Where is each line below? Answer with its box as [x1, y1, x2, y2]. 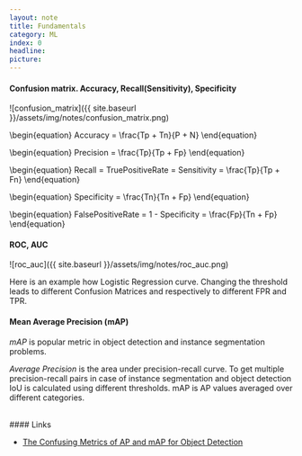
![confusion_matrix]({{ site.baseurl [9, 103, 137, 113]
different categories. [9, 392, 85, 403]
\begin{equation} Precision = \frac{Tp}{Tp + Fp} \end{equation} [9, 148, 245, 158]
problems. [9, 345, 47, 356]
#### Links [9, 419, 52, 430]
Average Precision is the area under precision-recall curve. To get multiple [9, 363, 285, 374]
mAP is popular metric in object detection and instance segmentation [9, 336, 265, 347]
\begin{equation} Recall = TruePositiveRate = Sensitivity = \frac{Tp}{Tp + [9, 165, 280, 175]
